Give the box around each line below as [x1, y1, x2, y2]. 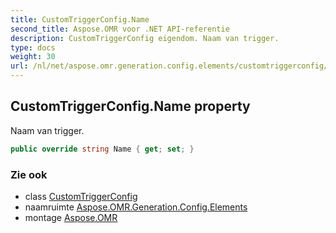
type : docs [10, 42, 56, 53]
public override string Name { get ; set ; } [10, 144, 195, 154]
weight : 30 [10, 52, 56, 62]
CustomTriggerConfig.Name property [10, 98, 251, 115]
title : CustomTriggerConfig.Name [10, 14, 150, 25]
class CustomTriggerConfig [24, 190, 138, 202]
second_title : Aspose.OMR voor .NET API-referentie [10, 24, 230, 34]
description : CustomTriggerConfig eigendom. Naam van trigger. [10, 33, 280, 43]
